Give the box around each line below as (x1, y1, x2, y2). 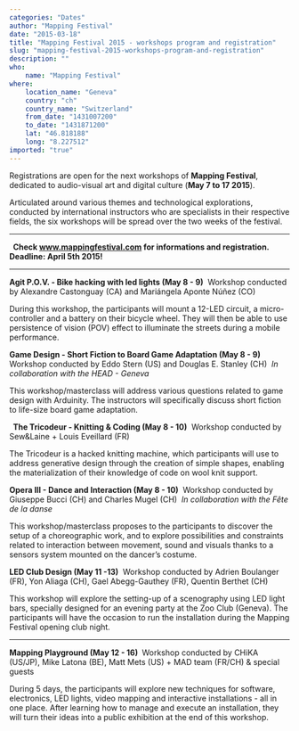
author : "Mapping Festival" (9, 21, 114, 30)
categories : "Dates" (9, 12, 86, 22)
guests (9, 666, 35, 677)
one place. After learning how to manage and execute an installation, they (9, 702, 279, 713)
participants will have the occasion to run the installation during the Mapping (9, 612, 290, 622)
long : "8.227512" (25, 137, 90, 146)
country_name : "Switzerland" (25, 104, 133, 113)
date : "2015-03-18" (9, 29, 82, 38)
